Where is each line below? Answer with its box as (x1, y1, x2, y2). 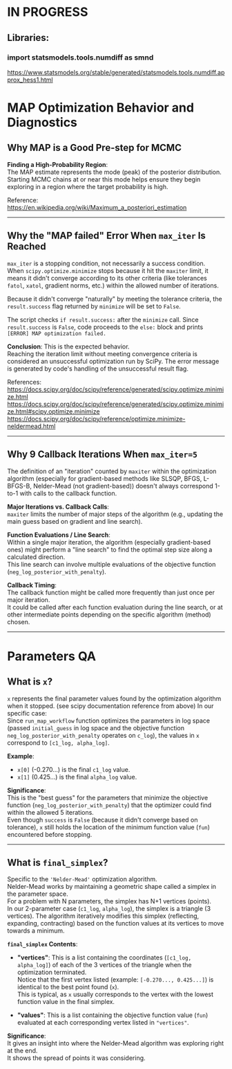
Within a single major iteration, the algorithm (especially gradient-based (7, 538, 211, 546)
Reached (7, 240, 46, 253)
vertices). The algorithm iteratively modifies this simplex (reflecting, (7, 912, 200, 920)
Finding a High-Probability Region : (7, 160, 108, 168)
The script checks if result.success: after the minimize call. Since (7, 315, 199, 324)
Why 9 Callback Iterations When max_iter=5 (7, 448, 198, 461)
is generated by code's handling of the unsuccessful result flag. (7, 364, 188, 373)
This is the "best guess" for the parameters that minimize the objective (7, 793, 209, 802)
